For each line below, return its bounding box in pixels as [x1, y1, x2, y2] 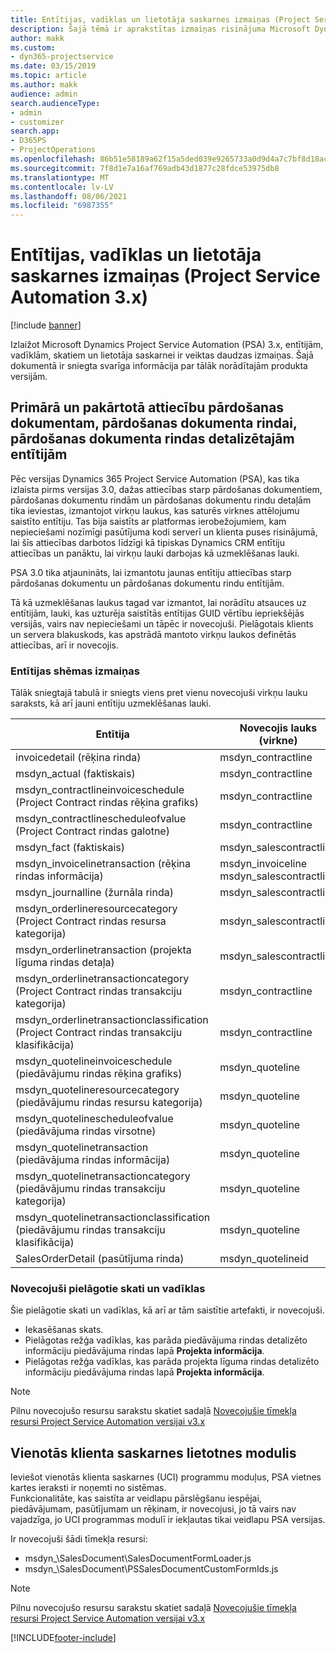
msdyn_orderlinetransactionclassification [15, 1013, 209, 1027]
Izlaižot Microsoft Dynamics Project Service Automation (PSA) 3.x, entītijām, [10, 339, 324, 351]
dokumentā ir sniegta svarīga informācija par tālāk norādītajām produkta [10, 360, 308, 372]
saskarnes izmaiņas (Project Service [10, 265, 321, 288]
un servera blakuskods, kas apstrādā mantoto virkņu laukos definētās [10, 628, 297, 640]
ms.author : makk [10, 80, 78, 90]
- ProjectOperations [10, 145, 97, 155]
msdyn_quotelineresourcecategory [15, 1083, 180, 1097]
